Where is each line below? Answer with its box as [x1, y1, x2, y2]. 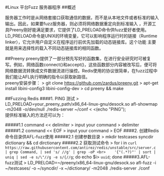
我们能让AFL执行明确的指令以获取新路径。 [5, 74, 90, 80]
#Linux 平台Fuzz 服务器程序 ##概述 [5, 4, 76, 10]
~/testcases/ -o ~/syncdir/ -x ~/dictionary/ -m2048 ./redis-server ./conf [5, 165, 150, 171]
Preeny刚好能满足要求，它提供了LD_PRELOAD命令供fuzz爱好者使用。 [9, 27, 149, 33]
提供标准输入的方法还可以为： [5, 112, 65, 118]
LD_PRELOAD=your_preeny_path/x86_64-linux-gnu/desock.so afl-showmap [5, 101, 158, 107]
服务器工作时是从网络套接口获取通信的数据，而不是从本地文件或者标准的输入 [5, 15, 159, 21]
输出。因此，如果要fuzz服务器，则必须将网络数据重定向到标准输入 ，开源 [5, 21, 152, 26]
